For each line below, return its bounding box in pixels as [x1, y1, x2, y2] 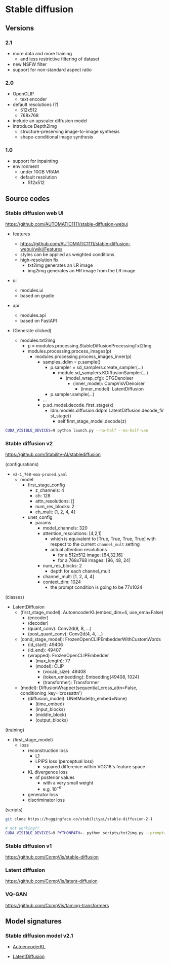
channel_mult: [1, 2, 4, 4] [42, 574, 95, 580]
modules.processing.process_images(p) [27, 348, 112, 354]
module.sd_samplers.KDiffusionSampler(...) [58, 370, 148, 376]
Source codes [5, 194, 50, 203]
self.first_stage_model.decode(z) [58, 418, 126, 424]
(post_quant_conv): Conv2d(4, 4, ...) [27, 631, 103, 637]
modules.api [20, 312, 46, 318]
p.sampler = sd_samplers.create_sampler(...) [50, 364, 143, 371]
